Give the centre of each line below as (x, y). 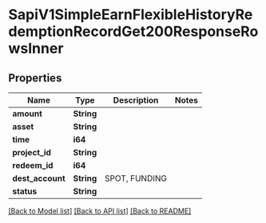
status (25, 191)
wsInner (36, 49)
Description (136, 100)
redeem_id (33, 165)
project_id (32, 153)
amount (27, 113)
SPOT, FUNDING (136, 178)
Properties (35, 78)
